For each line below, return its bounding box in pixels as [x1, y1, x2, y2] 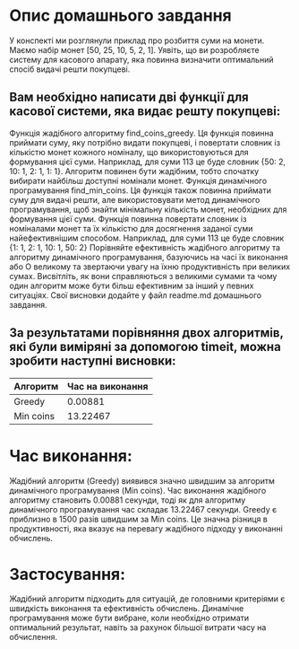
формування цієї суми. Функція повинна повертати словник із [9, 213, 247, 224]
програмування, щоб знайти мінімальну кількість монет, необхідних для [9, 204, 287, 215]
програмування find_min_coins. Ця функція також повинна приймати [9, 185, 271, 196]
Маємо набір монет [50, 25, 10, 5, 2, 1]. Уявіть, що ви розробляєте [9, 44, 260, 55]
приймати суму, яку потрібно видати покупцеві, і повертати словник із [9, 136, 280, 148]
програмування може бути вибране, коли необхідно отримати [9, 612, 250, 624]
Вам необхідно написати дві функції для [9, 90, 249, 105]
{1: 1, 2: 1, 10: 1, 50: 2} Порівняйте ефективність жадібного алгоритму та [9, 241, 280, 252]
